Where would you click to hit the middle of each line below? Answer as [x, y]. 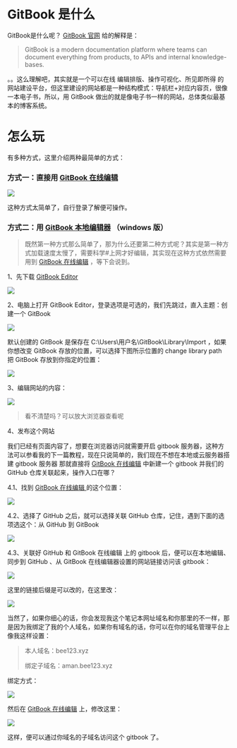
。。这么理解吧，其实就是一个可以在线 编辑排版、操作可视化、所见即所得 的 [116, 79]
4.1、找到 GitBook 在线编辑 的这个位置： [65, 488]
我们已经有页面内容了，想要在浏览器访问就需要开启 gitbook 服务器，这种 [113, 446]
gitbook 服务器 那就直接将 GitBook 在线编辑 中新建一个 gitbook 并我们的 [120, 464]
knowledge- [209, 56]
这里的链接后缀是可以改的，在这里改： [63, 590]
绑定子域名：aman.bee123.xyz [68, 666]
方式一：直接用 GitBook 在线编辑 [63, 177]
